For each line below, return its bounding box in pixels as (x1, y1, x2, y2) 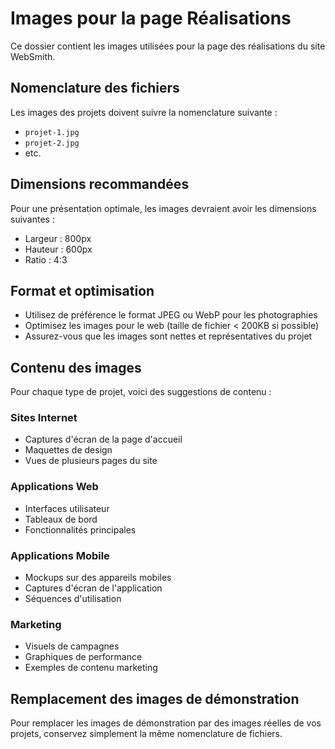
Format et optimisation (10, 282, 155, 299)
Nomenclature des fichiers (10, 80, 180, 97)
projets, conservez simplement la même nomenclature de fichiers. (10, 728, 283, 740)
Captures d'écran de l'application (24, 582, 163, 594)
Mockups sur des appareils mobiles (24, 572, 172, 584)
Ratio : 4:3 (24, 253, 68, 266)
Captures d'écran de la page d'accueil (24, 433, 183, 446)
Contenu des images (10, 359, 142, 376)
